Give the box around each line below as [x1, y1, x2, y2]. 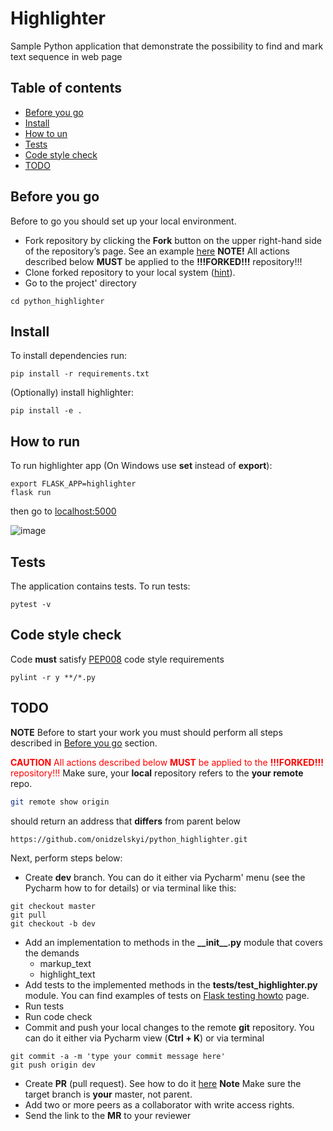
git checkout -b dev [10, 919, 97, 929]
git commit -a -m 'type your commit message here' [10, 1052, 226, 1062]
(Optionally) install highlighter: [10, 387, 135, 399]
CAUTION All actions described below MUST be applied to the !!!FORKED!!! [10, 756, 324, 768]
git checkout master [10, 902, 97, 912]
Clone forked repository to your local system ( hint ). [24, 266, 236, 278]
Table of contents [10, 80, 122, 97]
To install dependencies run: [10, 350, 128, 362]
